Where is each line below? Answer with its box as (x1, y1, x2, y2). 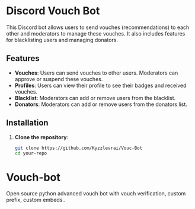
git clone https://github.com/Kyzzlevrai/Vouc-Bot (14, 145, 143, 151)
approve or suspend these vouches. (14, 75, 103, 82)
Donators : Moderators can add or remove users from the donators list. (14, 101, 188, 108)
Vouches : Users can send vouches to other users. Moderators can (14, 69, 178, 76)
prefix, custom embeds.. (6, 197, 66, 204)
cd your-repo (14, 150, 47, 156)
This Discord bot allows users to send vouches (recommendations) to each (6, 24, 190, 31)
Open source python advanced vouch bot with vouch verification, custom (6, 190, 186, 197)
